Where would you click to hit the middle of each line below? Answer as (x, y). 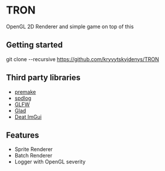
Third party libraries (43, 78)
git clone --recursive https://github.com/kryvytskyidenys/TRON (82, 59)
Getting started (35, 45)
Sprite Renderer (34, 149)
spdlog (23, 98)
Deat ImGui (28, 117)
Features (23, 135)
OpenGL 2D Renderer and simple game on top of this (70, 26)
